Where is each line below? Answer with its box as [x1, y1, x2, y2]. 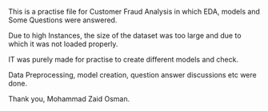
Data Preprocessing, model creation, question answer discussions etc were [8, 70, 258, 79]
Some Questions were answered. [8, 15, 118, 25]
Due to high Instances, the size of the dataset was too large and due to [8, 31, 242, 40]
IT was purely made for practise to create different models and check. [8, 55, 238, 64]
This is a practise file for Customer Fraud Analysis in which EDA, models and [8, 7, 260, 16]
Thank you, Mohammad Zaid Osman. [8, 94, 130, 103]
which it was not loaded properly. [8, 39, 118, 49]
